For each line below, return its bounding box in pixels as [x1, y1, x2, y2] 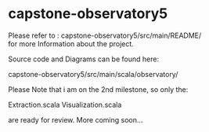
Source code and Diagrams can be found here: [8, 54, 159, 64]
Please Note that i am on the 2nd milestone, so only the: [8, 84, 189, 94]
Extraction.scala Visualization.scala [8, 100, 122, 109]
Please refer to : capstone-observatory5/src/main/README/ [8, 31, 202, 40]
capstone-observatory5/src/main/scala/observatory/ [8, 69, 178, 79]
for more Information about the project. [8, 38, 135, 48]
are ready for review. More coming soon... [8, 115, 143, 124]
